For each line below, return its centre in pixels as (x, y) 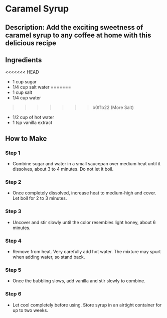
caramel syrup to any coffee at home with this (78, 35)
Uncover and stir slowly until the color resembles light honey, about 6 (84, 222)
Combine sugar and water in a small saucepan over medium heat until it (86, 164)
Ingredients (24, 60)
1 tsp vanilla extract (32, 123)
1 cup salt (22, 92)
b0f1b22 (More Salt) (113, 108)
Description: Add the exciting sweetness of (74, 27)
